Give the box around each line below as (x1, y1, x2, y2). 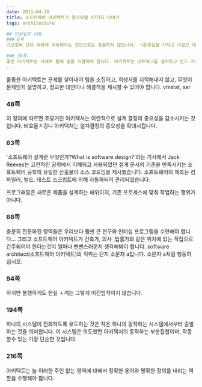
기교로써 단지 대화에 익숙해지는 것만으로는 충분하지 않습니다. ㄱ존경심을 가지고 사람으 (6, 42, 190, 48)
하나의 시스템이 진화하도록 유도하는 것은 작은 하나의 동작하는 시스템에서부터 (6, 320, 183, 328)
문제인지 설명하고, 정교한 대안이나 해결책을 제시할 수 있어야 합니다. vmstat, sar (6, 83, 191, 90)
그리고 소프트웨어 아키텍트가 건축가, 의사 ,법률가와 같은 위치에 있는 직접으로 (17, 235, 194, 243)
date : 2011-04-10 (6, 8, 50, 15)
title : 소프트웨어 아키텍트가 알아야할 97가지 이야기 (6, 14, 120, 20)
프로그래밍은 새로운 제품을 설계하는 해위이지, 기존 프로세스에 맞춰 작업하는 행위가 (6, 189, 196, 196)
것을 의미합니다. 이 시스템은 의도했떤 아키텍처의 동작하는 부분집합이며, (17, 328, 182, 335)
